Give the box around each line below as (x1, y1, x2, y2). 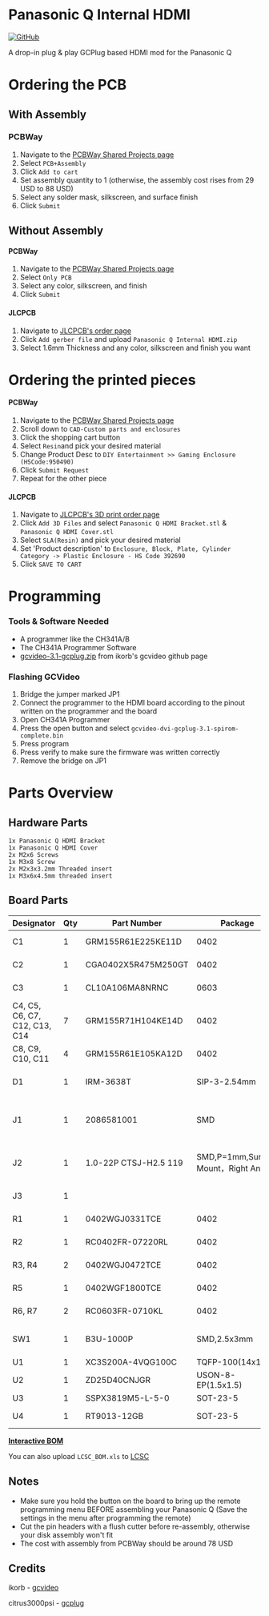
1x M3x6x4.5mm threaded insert (8, 871, 113, 880)
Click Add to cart (19, 167, 78, 176)
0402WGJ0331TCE (85, 1213, 162, 1224)
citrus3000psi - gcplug (8, 1598, 85, 1608)
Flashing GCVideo (8, 671, 80, 682)
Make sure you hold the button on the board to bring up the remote (19, 1496, 242, 1505)
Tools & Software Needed (8, 616, 110, 627)
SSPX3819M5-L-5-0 (85, 1392, 170, 1403)
